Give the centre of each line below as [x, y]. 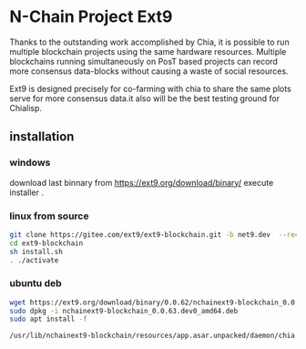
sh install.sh [36, 251]
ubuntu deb [36, 283]
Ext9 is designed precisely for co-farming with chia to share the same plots [150, 88]
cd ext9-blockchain [46, 243]
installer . [26, 192]
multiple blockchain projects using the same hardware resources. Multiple [148, 51]
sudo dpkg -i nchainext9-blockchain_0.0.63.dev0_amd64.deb [124, 311]
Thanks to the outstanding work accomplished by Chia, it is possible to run [149, 42]
